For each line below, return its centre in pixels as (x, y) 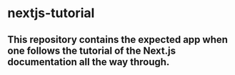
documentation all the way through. (89, 62)
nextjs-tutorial (51, 13)
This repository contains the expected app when (118, 40)
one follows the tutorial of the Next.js (92, 50)
